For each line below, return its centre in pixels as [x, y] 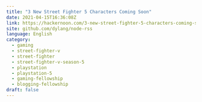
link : [13, 23]
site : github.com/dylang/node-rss [50, 28]
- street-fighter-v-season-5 [48, 62]
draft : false [23, 90]
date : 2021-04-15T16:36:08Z [41, 17]
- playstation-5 [32, 73]
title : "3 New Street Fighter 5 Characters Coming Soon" [79, 12]
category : [19, 40]
